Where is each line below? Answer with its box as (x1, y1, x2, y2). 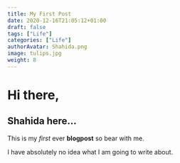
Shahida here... (7, 115, 77, 128)
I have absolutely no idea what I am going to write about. (7, 147, 174, 156)
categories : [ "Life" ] (7, 37, 72, 44)
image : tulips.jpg (7, 50, 62, 57)
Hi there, (7, 86, 60, 103)
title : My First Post (7, 10, 72, 18)
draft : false (7, 23, 46, 30)
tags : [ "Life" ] (7, 30, 53, 38)
